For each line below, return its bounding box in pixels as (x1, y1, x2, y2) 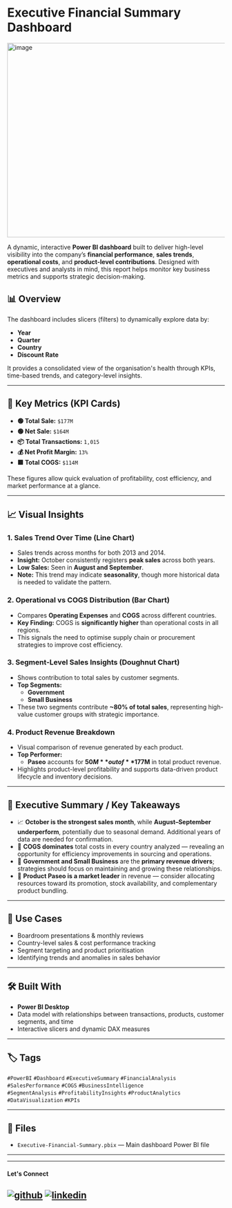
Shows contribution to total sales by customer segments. (17, 673, 180, 682)
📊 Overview (7, 293, 61, 305)
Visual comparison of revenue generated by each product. (17, 743, 184, 752)
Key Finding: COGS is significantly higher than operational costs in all (17, 618, 219, 626)
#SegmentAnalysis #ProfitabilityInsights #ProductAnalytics (7, 1090, 181, 1097)
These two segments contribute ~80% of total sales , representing (17, 703, 207, 711)
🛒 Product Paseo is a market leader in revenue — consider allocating (17, 871, 215, 880)
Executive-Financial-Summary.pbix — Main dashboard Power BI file (17, 1141, 210, 1149)
